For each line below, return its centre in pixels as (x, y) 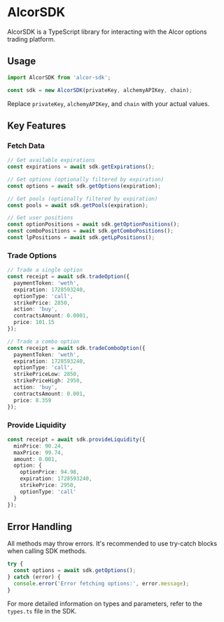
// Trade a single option (45, 270)
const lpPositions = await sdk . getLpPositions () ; (81, 238)
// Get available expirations (51, 160)
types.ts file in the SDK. (42, 611)
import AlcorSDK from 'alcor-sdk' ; (59, 77)
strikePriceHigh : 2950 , (48, 381)
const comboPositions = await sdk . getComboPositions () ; (90, 231)
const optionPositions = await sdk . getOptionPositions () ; (93, 225)
